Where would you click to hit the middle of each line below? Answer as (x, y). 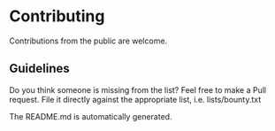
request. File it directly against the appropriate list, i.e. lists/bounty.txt (135, 99)
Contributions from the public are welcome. (88, 41)
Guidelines (39, 69)
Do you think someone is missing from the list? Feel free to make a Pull (138, 89)
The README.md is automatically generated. (91, 116)
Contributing (57, 16)
